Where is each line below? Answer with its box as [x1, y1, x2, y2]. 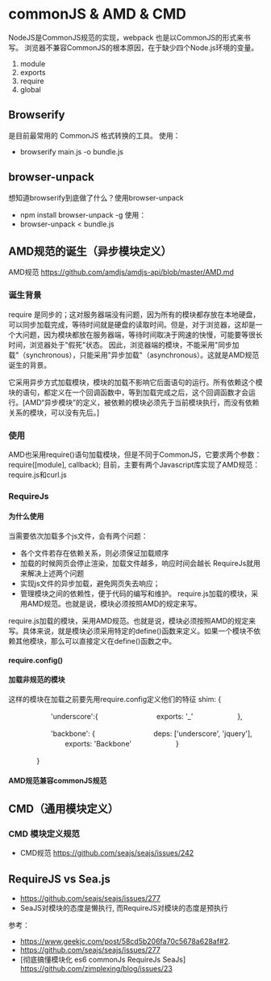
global [19, 84, 42, 94]
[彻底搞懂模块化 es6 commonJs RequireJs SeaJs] [19, 954, 186, 964]
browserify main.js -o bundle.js [19, 146, 123, 156]
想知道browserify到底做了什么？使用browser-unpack [8, 192, 184, 202]
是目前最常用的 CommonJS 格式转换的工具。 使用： [8, 130, 181, 140]
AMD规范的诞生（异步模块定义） [8, 244, 172, 258]
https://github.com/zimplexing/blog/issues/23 [19, 963, 173, 973]
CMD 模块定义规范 [8, 828, 81, 839]
